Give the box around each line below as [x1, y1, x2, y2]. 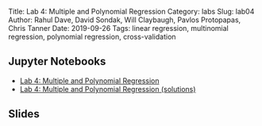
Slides [8, 107, 40, 121]
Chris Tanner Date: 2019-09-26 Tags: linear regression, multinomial [8, 24, 229, 32]
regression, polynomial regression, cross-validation [8, 32, 176, 41]
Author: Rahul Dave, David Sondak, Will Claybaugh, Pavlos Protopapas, [8, 15, 241, 25]
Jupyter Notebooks [8, 55, 106, 68]
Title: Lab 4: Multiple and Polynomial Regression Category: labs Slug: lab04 [8, 7, 255, 16]
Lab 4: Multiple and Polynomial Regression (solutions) [19, 84, 196, 94]
